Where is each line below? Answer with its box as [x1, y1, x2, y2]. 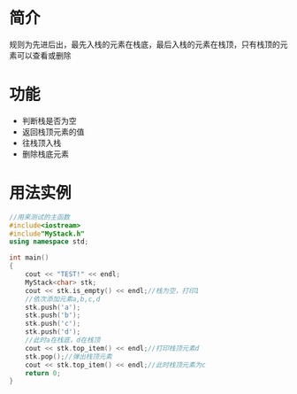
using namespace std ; [9, 237, 89, 246]
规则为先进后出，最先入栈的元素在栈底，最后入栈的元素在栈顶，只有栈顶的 [9, 39, 280, 50]
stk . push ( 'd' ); [25, 328, 81, 336]
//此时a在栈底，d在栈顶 [25, 336, 101, 345]
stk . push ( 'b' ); [25, 311, 81, 320]
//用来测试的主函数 [9, 212, 71, 221]
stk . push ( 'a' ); [25, 303, 81, 312]
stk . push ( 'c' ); [25, 320, 81, 328]
